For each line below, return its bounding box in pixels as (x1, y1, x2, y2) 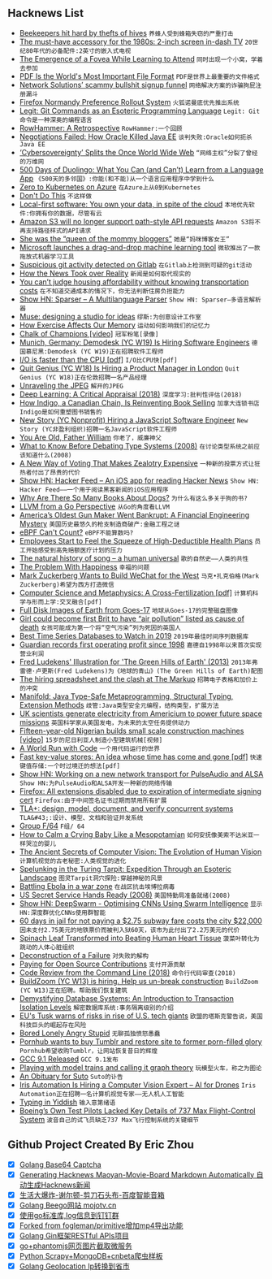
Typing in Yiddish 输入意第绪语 (19, 1097, 116, 1107)
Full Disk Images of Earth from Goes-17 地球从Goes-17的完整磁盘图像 (19, 605, 239, 614)
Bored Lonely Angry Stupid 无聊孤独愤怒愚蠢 (19, 1028, 161, 1038)
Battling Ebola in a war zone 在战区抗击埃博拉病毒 (19, 881, 175, 891)
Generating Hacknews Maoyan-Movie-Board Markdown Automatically (19, 1169, 255, 1179)
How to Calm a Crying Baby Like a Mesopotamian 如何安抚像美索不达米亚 (19, 829, 254, 839)
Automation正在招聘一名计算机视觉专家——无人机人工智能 (19, 1090, 184, 1098)
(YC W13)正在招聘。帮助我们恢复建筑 (19, 986, 127, 995)
